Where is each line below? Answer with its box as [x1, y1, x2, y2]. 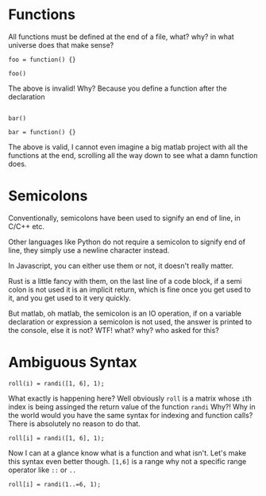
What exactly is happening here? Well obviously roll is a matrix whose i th [8, 393, 253, 403]
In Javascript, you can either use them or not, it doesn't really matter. [8, 261, 234, 270]
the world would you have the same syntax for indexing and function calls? [8, 410, 253, 420]
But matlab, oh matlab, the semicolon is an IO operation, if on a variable [8, 308, 242, 318]
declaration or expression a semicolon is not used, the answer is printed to [8, 316, 253, 327]
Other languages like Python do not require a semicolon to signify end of [8, 237, 246, 246]
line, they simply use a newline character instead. [8, 245, 170, 255]
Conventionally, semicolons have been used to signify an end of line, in [8, 213, 241, 223]
